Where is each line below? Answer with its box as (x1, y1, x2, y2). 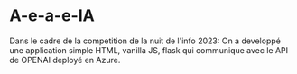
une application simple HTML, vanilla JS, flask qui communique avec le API (9, 44, 289, 55)
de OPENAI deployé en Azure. (9, 54, 121, 65)
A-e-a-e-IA (9, 5, 95, 26)
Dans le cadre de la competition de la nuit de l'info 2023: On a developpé (9, 35, 282, 46)
